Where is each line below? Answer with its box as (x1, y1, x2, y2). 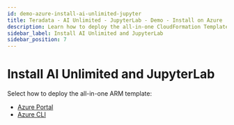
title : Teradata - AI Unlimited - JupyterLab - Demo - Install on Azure (7, 17, 223, 24)
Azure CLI (17, 110, 47, 119)
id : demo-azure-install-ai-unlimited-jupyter (7, 10, 141, 17)
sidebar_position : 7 (7, 36, 68, 43)
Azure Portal (17, 103, 54, 112)
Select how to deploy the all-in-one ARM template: (7, 89, 152, 98)
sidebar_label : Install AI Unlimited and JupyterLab (7, 29, 164, 37)
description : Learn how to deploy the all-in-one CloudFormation (7, 23, 201, 30)
